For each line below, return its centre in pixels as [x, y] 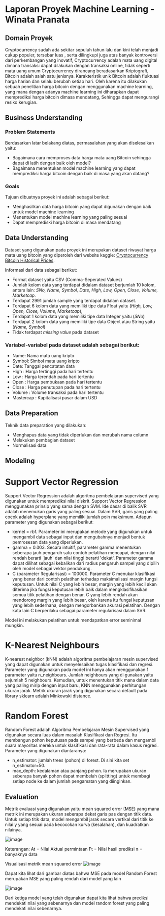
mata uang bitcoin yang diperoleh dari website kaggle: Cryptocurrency [77, 255]
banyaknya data [21, 854]
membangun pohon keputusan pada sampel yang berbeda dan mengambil [81, 740]
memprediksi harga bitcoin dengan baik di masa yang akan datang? [81, 173]
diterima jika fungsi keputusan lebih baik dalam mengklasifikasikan [80, 589]
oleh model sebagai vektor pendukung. [52, 569]
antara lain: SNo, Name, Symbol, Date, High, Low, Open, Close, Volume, [85, 290]
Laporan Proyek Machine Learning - [80, 9]
